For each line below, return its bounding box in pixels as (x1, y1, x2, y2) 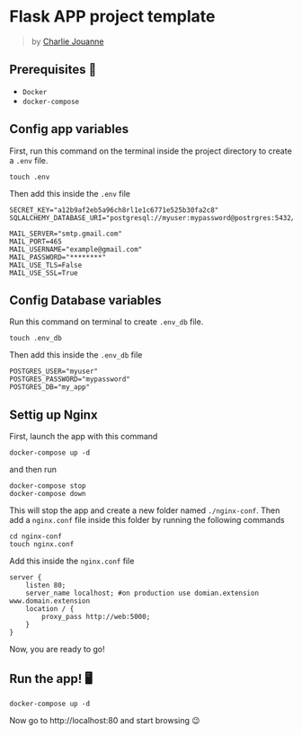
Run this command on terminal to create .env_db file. (9, 316, 204, 327)
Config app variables (9, 121, 129, 137)
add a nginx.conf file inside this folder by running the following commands (9, 515, 285, 526)
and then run (9, 465, 57, 475)
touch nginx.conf (9, 540, 75, 549)
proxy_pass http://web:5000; (41, 613, 151, 622)
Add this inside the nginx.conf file (9, 555, 135, 567)
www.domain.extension (9, 597, 91, 606)
